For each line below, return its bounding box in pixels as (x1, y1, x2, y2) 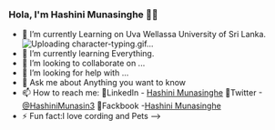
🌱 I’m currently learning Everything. (21, 48, 155, 59)
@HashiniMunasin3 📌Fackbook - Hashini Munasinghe (21, 100, 222, 112)
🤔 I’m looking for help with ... (21, 67, 129, 78)
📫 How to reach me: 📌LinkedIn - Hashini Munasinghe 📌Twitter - (21, 87, 263, 98)
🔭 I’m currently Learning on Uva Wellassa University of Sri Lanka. (21, 29, 266, 40)
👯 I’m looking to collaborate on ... (21, 58, 146, 69)
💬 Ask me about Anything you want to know (21, 77, 187, 88)
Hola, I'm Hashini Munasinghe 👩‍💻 (8, 8, 158, 21)
